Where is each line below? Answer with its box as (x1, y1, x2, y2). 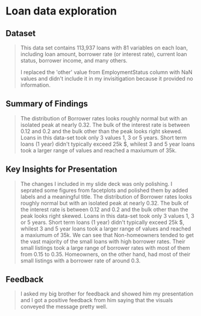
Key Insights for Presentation (5, 164, 118, 175)
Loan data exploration (5, 4, 117, 18)
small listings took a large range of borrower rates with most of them (20, 244, 190, 251)
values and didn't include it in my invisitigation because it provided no (20, 75, 193, 82)
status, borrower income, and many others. (20, 57, 128, 64)
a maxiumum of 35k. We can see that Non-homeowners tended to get (20, 231, 194, 238)
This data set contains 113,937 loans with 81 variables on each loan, (20, 44, 188, 51)
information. (20, 81, 51, 88)
